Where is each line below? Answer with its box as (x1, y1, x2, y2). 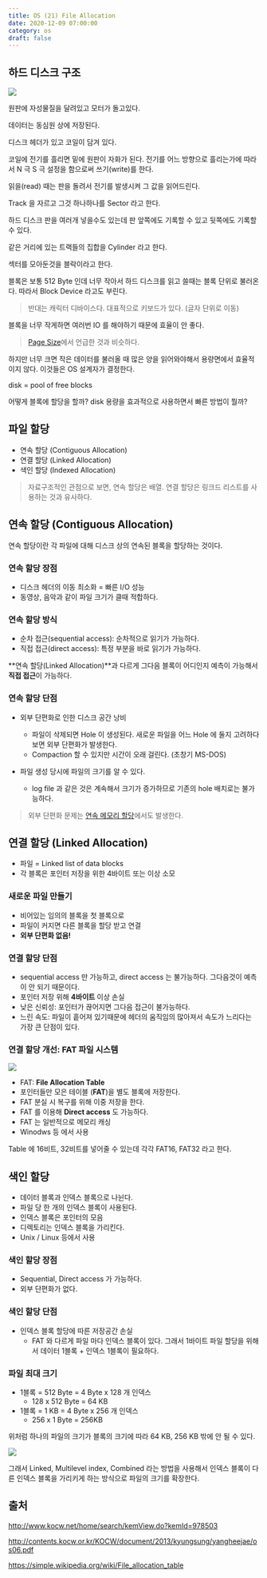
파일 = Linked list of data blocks (19, 859, 124, 869)
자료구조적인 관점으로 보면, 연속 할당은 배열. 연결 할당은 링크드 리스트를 (27, 481, 249, 492)
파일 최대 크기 (8, 1368, 58, 1379)
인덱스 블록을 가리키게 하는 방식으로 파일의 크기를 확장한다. (16, 1473, 200, 1483)
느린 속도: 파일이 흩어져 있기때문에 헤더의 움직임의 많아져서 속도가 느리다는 (19, 1012, 253, 1021)
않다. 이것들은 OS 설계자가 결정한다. (22, 365, 135, 374)
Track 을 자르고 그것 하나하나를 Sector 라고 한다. (8, 198, 161, 208)
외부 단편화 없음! (19, 930, 72, 940)
